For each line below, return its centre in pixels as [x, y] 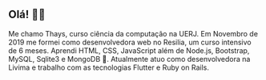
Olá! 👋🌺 [27, 15]
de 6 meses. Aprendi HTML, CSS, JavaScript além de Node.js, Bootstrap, [129, 50]
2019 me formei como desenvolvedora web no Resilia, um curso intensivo [130, 42]
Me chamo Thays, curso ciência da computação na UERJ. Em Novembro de [133, 33]
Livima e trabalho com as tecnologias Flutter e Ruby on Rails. [109, 67]
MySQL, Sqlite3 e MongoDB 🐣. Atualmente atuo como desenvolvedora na [129, 59]
